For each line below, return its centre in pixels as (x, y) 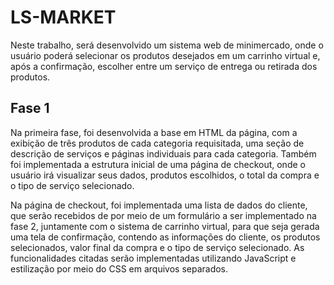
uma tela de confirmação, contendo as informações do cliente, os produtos (165, 237)
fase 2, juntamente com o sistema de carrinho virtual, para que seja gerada (165, 226)
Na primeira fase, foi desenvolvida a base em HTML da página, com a (154, 132)
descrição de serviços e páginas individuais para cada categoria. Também (163, 153)
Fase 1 (30, 108)
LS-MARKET (63, 17)
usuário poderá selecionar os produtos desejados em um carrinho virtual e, (165, 55)
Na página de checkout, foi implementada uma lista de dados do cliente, (159, 205)
